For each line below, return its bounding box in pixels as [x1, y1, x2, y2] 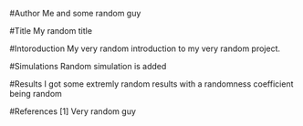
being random [9, 89, 62, 99]
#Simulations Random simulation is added [9, 61, 167, 71]
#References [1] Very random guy [9, 106, 137, 117]
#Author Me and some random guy [9, 8, 141, 18]
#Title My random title [9, 26, 93, 36]
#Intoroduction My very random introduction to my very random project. [9, 43, 281, 54]
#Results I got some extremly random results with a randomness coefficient [9, 79, 294, 89]
